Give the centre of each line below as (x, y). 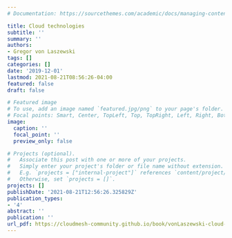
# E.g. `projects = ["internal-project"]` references (89, 173)
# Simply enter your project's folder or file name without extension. (116, 166)
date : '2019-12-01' (35, 71)
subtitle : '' (26, 32)
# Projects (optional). (41, 153)
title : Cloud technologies (46, 26)
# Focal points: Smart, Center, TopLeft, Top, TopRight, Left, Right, (111, 116)
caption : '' (31, 128)
